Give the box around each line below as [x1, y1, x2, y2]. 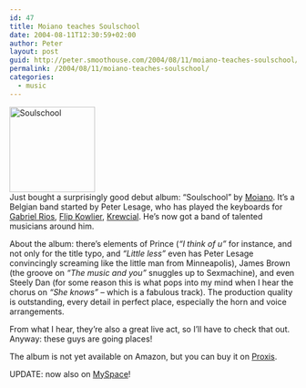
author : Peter [9, 38, 64, 48]
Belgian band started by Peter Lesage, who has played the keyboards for [9, 201, 283, 212]
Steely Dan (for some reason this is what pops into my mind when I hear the [9, 277, 294, 288]
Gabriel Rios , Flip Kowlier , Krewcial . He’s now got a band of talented [9, 210, 263, 221]
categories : [9, 73, 55, 82]
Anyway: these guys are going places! [9, 333, 153, 344]
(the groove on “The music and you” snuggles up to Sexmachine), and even [9, 267, 295, 278]
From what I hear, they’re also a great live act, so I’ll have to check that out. [9, 323, 291, 334]
